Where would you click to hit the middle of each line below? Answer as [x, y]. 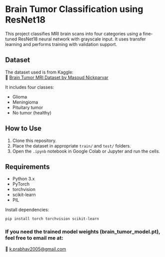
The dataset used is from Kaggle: [39, 72]
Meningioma [25, 102]
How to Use [23, 128]
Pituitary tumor [28, 107]
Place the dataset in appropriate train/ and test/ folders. [72, 145]
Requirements [27, 167]
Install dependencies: [27, 210]
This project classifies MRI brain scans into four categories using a [74, 33]
